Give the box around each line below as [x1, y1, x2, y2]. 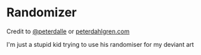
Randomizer [6, 5, 77, 20]
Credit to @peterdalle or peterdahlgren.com [6, 27, 130, 35]
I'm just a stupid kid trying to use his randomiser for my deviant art [6, 40, 194, 48]
